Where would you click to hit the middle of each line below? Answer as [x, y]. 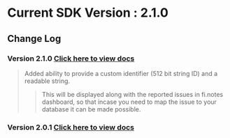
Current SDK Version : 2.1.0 [88, 13]
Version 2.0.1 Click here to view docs [71, 127]
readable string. [47, 81]
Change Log [34, 39]
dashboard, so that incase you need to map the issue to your [129, 102]
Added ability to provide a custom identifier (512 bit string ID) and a [121, 73]
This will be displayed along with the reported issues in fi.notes [132, 94]
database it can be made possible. [91, 109]
